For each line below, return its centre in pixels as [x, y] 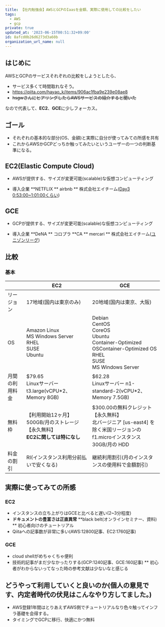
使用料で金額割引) [127, 465]
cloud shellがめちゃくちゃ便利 [42, 556]
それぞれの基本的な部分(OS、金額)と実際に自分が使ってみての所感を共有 [85, 138]
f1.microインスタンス [116, 437]
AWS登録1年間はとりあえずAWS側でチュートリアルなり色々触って [79, 607]
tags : [11, 14]
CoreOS [101, 330]
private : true [20, 28]
